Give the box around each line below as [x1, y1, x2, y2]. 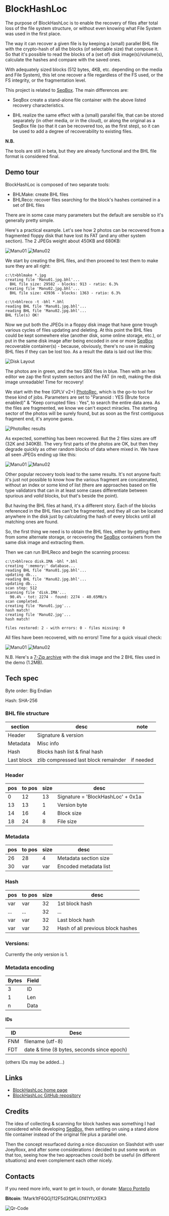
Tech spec [5, 674, 39, 683]
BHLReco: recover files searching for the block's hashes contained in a [12, 196, 160, 203]
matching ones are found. [5, 518, 59, 525]
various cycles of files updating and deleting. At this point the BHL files [5, 327, 152, 333]
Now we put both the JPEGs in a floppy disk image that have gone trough [5, 321, 158, 328]
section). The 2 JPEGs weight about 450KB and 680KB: [5, 238, 121, 244]
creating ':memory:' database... [5, 563, 76, 568]
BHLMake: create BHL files [12, 191, 69, 197]
